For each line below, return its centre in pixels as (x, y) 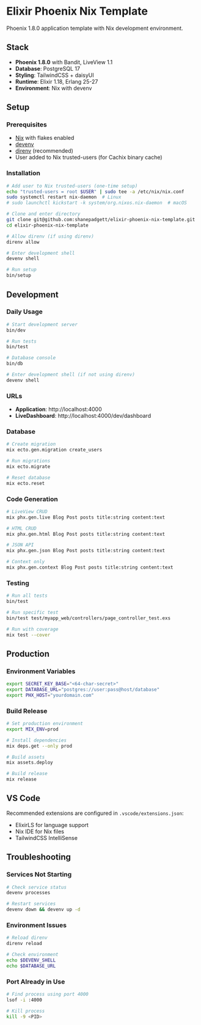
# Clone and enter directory (43, 214)
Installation (24, 173)
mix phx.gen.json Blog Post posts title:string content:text (86, 551)
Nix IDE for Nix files (39, 831)
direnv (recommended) (44, 151)
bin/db (15, 364)
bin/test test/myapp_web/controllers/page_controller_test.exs (89, 618)
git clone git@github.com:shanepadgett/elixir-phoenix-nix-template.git (101, 220)
